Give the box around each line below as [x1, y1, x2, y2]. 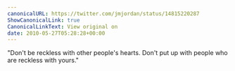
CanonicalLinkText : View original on [7, 23, 118, 30]
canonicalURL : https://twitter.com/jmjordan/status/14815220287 [7, 10, 200, 17]
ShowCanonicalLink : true [7, 17, 80, 24]
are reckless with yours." [7, 56, 80, 65]
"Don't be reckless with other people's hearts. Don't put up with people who [7, 49, 229, 57]
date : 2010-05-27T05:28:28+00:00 [7, 29, 106, 37]
